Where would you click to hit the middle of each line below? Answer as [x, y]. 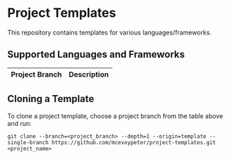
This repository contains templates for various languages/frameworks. [109, 32]
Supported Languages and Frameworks [96, 55]
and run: [19, 123]
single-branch [28, 142]
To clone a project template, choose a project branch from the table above [115, 116]
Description [89, 74]
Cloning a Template [51, 99]
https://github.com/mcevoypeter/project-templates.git [134, 142]
